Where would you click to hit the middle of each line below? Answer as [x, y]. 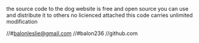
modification [22, 21]
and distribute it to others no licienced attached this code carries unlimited [100, 15]
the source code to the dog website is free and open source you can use [97, 9]
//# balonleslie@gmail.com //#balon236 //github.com [72, 33]
